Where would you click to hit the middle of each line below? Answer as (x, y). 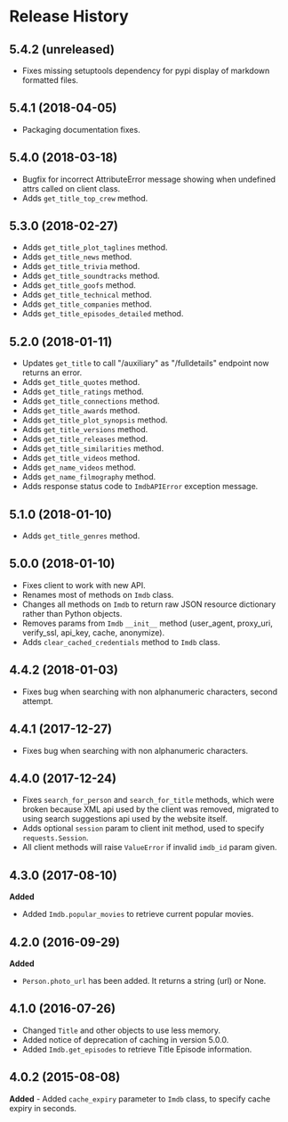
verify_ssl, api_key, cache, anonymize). (93, 632)
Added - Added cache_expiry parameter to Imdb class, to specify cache (140, 1099)
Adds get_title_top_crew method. (85, 198)
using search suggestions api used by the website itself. (125, 819)
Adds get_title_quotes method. (81, 382)
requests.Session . (55, 838)
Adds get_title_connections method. (91, 401)
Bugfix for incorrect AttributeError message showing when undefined (149, 179)
